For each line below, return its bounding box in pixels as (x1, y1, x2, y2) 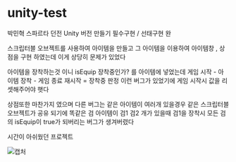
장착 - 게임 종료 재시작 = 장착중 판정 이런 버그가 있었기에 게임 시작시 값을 (20, 76, 221, 85)
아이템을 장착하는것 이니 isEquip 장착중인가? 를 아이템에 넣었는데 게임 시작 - (7, 67, 217, 76)
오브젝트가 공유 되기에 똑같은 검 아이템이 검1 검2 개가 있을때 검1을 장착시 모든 (7, 109, 219, 117)
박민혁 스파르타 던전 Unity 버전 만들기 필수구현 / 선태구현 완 (7, 29, 171, 37)
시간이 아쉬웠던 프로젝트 (7, 132, 74, 141)
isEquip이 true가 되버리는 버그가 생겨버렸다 (14, 117, 135, 126)
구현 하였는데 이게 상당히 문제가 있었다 (20, 53, 126, 61)
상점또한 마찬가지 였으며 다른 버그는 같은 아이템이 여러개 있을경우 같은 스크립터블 (7, 100, 230, 108)
